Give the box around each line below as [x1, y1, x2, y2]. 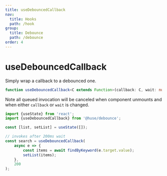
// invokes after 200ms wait [5, 134, 66, 139]
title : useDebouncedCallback [5, 7, 66, 12]
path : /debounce [9, 35, 43, 40]
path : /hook [9, 21, 35, 26]
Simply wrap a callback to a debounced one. [5, 78, 96, 84]
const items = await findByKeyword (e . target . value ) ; [23, 148, 135, 153]
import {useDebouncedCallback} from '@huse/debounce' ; [5, 116, 121, 121]
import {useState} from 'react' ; [5, 111, 75, 116]
